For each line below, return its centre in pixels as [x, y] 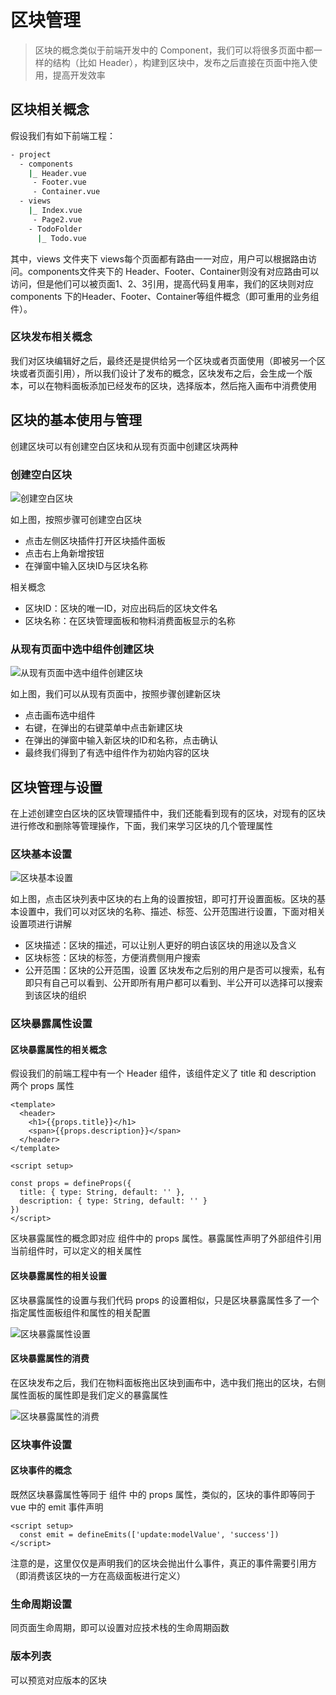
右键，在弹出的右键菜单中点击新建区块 [103, 728]
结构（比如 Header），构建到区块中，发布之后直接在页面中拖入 [181, 62]
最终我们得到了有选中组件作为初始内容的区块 [117, 753]
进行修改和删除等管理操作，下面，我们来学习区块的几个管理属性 [141, 826]
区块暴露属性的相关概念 [58, 1049]
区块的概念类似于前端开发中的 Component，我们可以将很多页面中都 [174, 50]
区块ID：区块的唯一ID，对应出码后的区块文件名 [121, 608]
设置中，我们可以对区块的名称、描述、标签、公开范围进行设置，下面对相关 [172, 912]
